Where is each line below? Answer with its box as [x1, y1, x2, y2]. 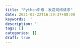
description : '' [5, 21, 39, 26]
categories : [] [5, 30, 37, 35]
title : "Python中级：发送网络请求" [5, 7, 73, 12]
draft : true [5, 35, 30, 40]
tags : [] [5, 26, 24, 31]
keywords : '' [5, 16, 33, 21]
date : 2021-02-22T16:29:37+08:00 [5, 12, 75, 17]
